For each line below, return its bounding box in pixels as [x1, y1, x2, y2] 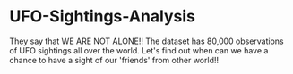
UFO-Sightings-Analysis [9, 6, 195, 27]
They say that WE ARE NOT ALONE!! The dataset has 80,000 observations [9, 36, 284, 46]
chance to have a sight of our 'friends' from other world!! [9, 54, 220, 65]
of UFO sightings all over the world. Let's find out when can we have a [9, 45, 269, 55]
